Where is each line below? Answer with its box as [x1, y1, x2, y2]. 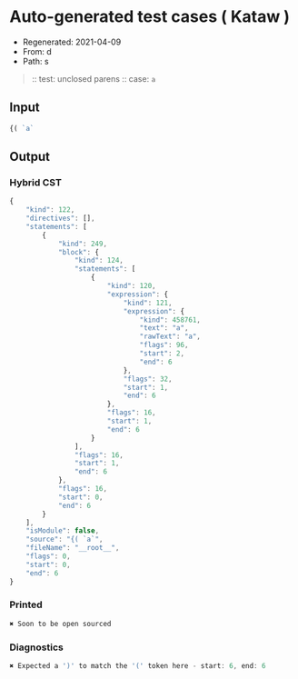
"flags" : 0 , [25, 552, 71, 561]
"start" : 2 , [139, 349, 184, 358]
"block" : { [57, 247, 100, 256]
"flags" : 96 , [139, 341, 189, 350]
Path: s [22, 55, 49, 66]
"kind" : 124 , [74, 256, 124, 265]
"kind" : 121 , [123, 298, 173, 307]
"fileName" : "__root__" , [25, 544, 120, 553]
